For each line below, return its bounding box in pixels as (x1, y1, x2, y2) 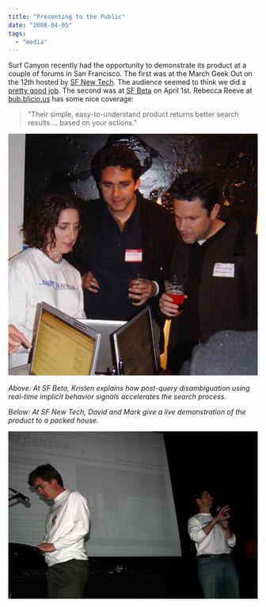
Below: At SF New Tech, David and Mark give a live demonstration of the (8, 407, 247, 416)
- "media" (15, 38, 47, 46)
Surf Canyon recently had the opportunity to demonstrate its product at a (8, 60, 247, 71)
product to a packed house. (8, 415, 99, 425)
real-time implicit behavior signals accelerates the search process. (8, 391, 227, 401)
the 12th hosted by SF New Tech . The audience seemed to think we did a (8, 78, 246, 87)
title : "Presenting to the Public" (8, 13, 126, 21)
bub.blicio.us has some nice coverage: (8, 94, 135, 104)
